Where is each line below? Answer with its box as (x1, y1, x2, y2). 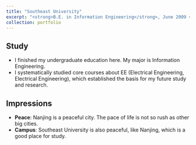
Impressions (6, 98, 52, 108)
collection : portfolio (6, 19, 61, 25)
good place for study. (14, 133, 66, 139)
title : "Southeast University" (6, 8, 82, 15)
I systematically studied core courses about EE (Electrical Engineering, (14, 69, 184, 76)
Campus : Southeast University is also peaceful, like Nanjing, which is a (14, 126, 185, 133)
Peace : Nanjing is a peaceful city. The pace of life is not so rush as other (14, 114, 190, 120)
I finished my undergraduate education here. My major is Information (14, 57, 180, 64)
